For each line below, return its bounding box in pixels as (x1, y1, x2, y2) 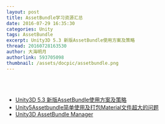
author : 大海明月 (6, 49, 47, 55)
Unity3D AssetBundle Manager (15, 111, 94, 118)
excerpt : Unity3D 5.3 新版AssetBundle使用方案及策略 (6, 37, 136, 43)
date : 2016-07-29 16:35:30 (6, 20, 75, 26)
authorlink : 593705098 (6, 54, 64, 60)
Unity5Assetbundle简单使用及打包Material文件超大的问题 (15, 103, 159, 111)
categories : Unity (6, 26, 53, 32)
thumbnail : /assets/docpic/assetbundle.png (6, 60, 119, 66)
